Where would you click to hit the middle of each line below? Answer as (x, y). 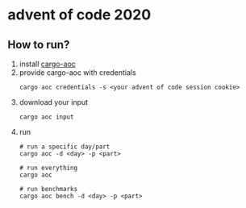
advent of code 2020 (79, 15)
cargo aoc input (46, 117)
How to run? (39, 45)
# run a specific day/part (65, 147)
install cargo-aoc (47, 64)
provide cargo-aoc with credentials (77, 73)
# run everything (48, 168)
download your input (54, 102)
